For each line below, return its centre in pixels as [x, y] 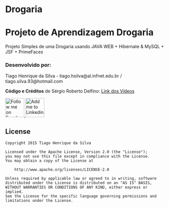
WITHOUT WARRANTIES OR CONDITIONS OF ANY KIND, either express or [76, 188]
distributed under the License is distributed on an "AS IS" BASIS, [79, 183]
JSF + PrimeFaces [24, 52]
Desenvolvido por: [28, 65]
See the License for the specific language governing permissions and [81, 196]
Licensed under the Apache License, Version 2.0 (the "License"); [76, 152]
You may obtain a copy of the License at [49, 161]
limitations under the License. [39, 201]
